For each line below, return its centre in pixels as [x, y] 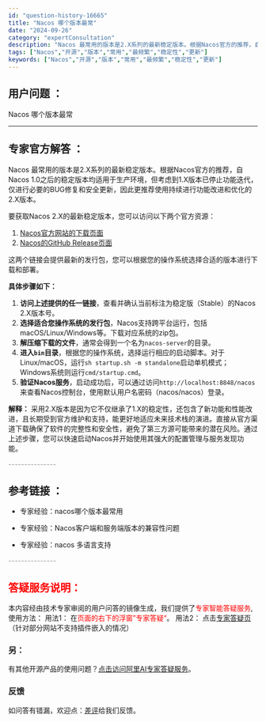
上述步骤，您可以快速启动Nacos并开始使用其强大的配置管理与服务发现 [123, 438]
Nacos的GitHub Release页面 [66, 243]
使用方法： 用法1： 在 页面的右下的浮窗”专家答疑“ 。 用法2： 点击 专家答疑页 [130, 618]
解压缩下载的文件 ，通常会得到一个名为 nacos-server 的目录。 [117, 342]
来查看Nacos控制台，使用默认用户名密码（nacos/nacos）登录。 [124, 391]
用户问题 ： [36, 94]
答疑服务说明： [45, 587]
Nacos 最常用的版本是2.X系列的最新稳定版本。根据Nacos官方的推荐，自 [126, 169]
